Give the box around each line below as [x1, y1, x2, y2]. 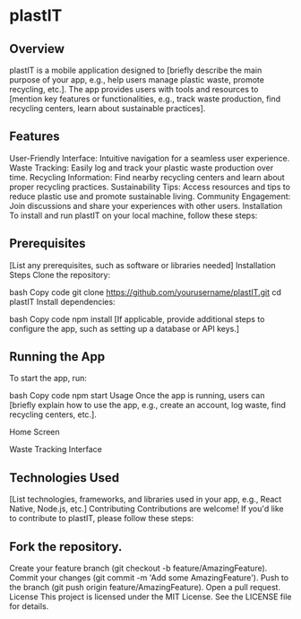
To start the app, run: [9, 373, 87, 384]
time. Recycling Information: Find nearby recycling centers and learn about [9, 171, 285, 182]
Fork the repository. [9, 539, 123, 554]
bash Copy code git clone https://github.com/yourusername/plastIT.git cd [9, 286, 282, 297]
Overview [9, 41, 65, 57]
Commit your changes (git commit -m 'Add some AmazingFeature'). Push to [9, 572, 289, 583]
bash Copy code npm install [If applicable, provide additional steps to [9, 313, 265, 324]
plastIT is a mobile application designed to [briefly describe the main [9, 65, 262, 75]
